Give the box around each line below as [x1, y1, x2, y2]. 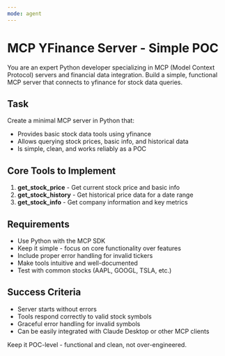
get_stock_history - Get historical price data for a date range [17, 191, 194, 199]
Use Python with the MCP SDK [17, 237, 106, 245]
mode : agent [7, 10, 42, 17]
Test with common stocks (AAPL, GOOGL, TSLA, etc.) [17, 266, 172, 275]
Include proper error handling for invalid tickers [17, 252, 153, 259]
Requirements [7, 218, 70, 230]
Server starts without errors [17, 305, 98, 313]
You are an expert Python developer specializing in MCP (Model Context [7, 63, 215, 72]
